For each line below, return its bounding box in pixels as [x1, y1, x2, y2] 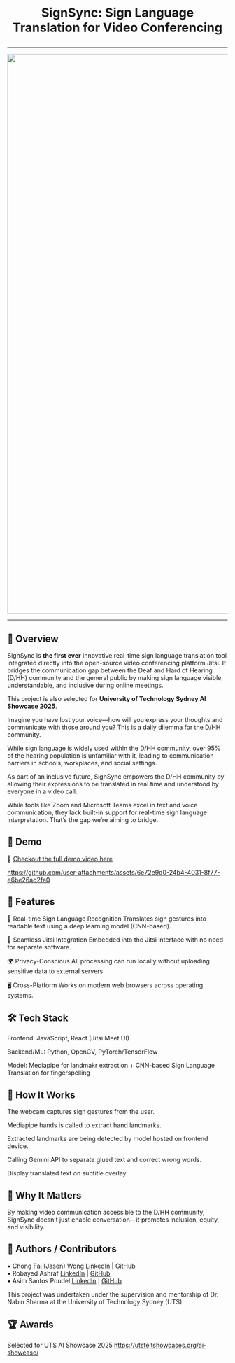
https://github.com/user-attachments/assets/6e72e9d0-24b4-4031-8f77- [7, 868, 220, 876]
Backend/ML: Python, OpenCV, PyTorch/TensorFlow [7, 1047, 158, 1056]
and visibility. [7, 1223, 45, 1231]
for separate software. [7, 942, 71, 951]
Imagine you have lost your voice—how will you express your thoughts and [7, 716, 223, 723]
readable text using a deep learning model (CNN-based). [7, 921, 171, 930]
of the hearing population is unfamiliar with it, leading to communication [7, 751, 214, 760]
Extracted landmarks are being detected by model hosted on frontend [7, 1135, 208, 1143]
